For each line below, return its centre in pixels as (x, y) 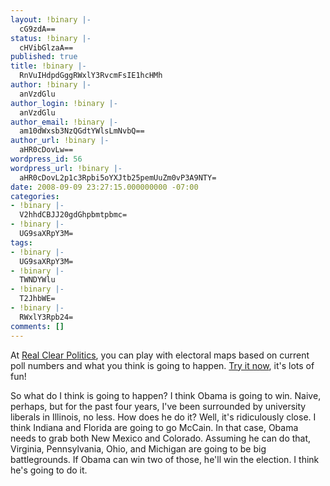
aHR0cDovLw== (46, 150)
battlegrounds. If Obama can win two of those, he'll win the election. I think (165, 459)
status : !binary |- (51, 38)
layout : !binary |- (51, 19)
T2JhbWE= (37, 299)
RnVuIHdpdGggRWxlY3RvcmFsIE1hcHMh (91, 76)
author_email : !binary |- (64, 122)
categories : (35, 196)
